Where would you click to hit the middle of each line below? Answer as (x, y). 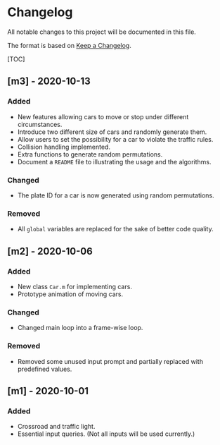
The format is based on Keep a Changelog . (69, 45)
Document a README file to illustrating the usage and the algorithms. (114, 161)
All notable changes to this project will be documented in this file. (102, 32)
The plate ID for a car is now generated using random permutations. (116, 195)
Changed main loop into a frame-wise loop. (80, 328)
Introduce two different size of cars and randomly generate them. (112, 132)
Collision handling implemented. (64, 147)
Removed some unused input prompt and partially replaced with (110, 361)
